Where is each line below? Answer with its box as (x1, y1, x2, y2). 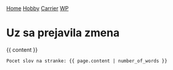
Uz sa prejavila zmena (6, 26, 120, 40)
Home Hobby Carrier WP (6, 5, 69, 12)
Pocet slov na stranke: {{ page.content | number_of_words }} (6, 58, 168, 64)
